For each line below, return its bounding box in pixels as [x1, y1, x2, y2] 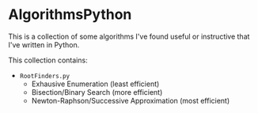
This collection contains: [8, 55, 89, 65]
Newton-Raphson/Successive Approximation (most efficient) [31, 96, 230, 105]
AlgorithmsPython [8, 6, 132, 24]
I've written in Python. [8, 40, 80, 49]
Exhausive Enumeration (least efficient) [31, 79, 160, 89]
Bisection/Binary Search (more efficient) [31, 87, 163, 96]
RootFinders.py [19, 72, 70, 80]
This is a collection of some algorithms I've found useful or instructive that [8, 32, 250, 41]
